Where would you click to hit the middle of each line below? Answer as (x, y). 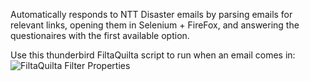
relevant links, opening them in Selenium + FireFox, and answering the (155, 25)
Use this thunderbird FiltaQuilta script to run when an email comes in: (153, 55)
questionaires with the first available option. (100, 35)
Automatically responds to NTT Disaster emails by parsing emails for (151, 14)
